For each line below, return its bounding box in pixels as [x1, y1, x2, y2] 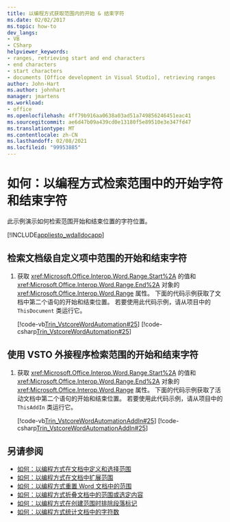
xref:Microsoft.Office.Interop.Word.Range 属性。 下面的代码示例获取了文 [16, 289, 221, 297]
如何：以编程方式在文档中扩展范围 [16, 473, 114, 481]
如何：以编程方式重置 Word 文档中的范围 [16, 482, 132, 490]
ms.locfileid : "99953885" [7, 144, 81, 151]
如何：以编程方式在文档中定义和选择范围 [16, 465, 131, 473]
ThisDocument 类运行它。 [16, 306, 86, 315]
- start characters [7, 67, 63, 74]
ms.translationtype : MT [7, 125, 75, 132]
